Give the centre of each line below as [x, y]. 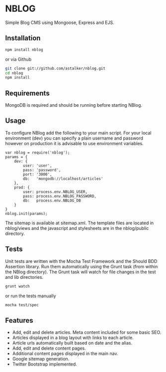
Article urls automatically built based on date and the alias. [72, 343]
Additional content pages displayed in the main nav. [65, 354]
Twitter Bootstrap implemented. [44, 364]
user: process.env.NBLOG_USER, [55, 192]
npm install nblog [24, 50]
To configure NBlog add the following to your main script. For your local [78, 133]
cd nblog [14, 73]
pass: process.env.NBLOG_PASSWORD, [60, 196]
